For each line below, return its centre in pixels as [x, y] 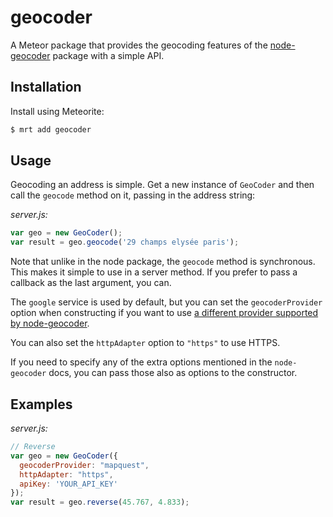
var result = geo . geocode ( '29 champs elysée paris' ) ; [125, 242]
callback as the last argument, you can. [91, 283]
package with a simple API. [108, 55]
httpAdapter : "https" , [66, 474]
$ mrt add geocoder [51, 129]
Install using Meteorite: [57, 111]
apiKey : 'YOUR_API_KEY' [68, 484]
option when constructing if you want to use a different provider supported [164, 313]
